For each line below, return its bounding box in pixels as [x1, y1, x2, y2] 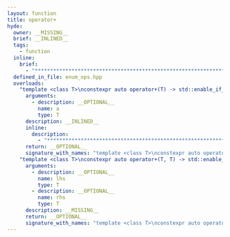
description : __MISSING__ [25, 207, 99, 214]
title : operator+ [7, 16, 57, 23]
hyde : [7, 23, 23, 29]
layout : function [7, 10, 57, 17]
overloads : [13, 80, 44, 87]
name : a [37, 105, 60, 112]
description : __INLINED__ [25, 117, 99, 125]
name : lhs [37, 175, 66, 182]
